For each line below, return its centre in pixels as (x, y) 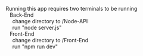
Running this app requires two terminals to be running (71, 9)
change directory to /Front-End (50, 40)
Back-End (21, 15)
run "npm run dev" (35, 46)
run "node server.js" (37, 27)
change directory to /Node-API (50, 21)
